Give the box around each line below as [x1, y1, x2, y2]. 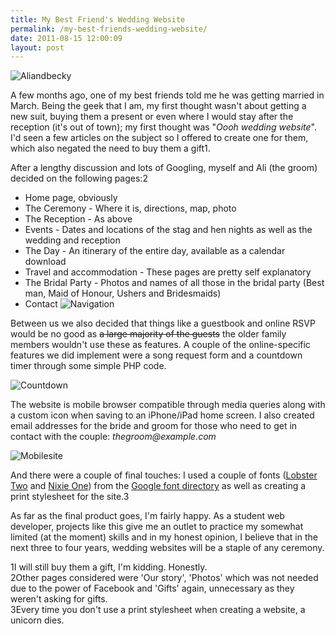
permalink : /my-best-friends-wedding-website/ [10, 24, 208, 34]
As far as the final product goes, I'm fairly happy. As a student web [10, 510, 285, 522]
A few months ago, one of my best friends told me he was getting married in [10, 89, 325, 101]
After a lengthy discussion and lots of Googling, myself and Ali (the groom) [10, 162, 318, 174]
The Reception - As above [24, 213, 133, 225]
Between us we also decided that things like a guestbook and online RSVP [10, 317, 316, 330]
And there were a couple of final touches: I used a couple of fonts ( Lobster [10, 469, 318, 481]
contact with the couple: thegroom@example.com [10, 431, 217, 443]
